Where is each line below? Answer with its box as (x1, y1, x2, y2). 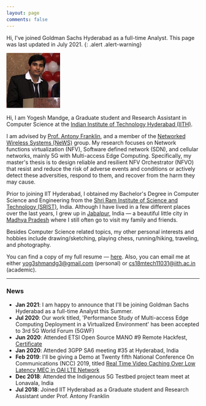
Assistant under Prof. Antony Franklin (15, 392, 110, 399)
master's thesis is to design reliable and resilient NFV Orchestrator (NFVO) (6, 158, 194, 166)
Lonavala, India (15, 379, 54, 386)
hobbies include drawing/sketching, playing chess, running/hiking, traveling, (6, 234, 199, 242)
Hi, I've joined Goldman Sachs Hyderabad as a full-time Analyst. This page (6, 34, 195, 41)
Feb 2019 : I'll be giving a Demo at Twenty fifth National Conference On (15, 353, 194, 361)
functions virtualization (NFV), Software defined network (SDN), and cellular (6, 145, 199, 153)
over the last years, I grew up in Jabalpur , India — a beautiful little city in (6, 209, 189, 217)
